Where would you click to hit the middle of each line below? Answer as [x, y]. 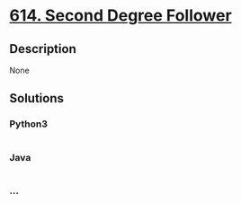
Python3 [28, 124]
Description [43, 49]
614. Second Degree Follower [120, 16]
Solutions [37, 98]
